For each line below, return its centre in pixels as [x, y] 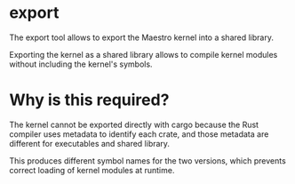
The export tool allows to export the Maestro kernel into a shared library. [141, 37]
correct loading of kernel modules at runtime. [92, 170]
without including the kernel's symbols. [81, 64]
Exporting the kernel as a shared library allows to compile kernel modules [144, 54]
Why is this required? [89, 100]
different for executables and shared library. [90, 143]
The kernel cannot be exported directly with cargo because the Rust [134, 124]
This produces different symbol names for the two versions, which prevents [147, 160]
